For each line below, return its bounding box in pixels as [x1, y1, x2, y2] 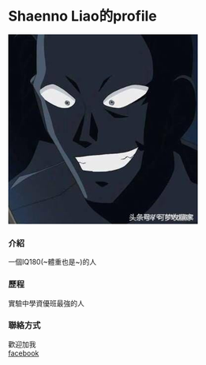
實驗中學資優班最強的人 [8, 298, 84, 308]
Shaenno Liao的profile [8, 7, 157, 25]
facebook [8, 348, 39, 358]
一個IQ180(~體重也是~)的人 [8, 258, 97, 267]
